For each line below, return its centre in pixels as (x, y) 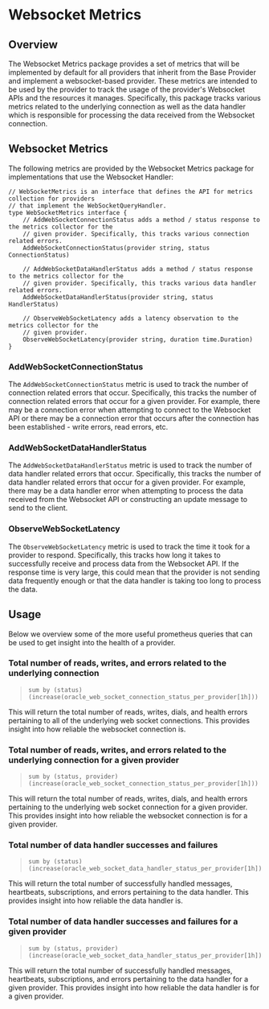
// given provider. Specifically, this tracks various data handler (140, 283)
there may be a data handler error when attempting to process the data (126, 491)
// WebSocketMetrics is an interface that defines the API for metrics (130, 192)
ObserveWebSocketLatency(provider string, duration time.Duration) (138, 340)
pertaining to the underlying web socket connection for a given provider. (128, 807)
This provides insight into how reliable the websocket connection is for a (128, 816)
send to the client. (38, 508)
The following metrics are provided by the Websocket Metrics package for (131, 168)
